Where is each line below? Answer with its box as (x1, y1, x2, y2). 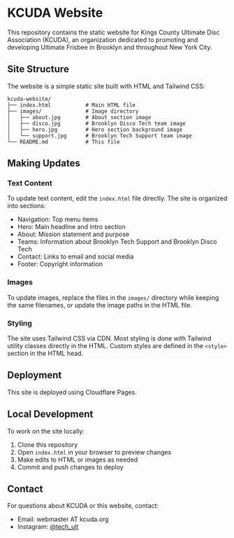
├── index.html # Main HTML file (7, 102, 136, 109)
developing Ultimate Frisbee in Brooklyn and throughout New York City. (7, 43, 212, 51)
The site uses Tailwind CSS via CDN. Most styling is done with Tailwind (7, 334, 212, 343)
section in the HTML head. (7, 349, 84, 358)
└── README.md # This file (7, 138, 120, 145)
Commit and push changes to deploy (17, 462, 124, 471)
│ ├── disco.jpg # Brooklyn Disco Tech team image (7, 120, 187, 127)
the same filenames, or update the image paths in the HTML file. (7, 301, 192, 309)
